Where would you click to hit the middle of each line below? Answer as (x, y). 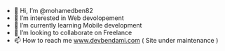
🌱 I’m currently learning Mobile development (78, 25)
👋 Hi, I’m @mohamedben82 (53, 11)
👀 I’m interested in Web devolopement (69, 18)
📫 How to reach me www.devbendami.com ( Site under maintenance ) (116, 40)
